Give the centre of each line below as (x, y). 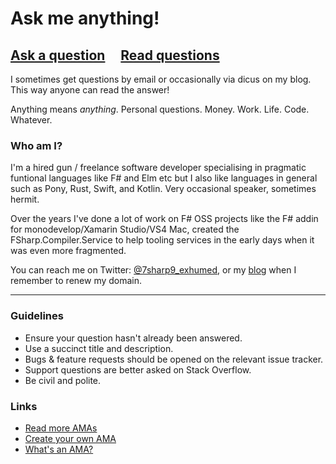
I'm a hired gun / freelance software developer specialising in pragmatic (158, 168)
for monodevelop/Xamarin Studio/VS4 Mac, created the (125, 229)
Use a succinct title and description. (99, 348)
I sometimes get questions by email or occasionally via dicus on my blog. (161, 79)
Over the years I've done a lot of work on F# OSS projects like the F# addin (164, 219)
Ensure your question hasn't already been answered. (133, 338)
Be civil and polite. (63, 380)
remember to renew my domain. (76, 281)
